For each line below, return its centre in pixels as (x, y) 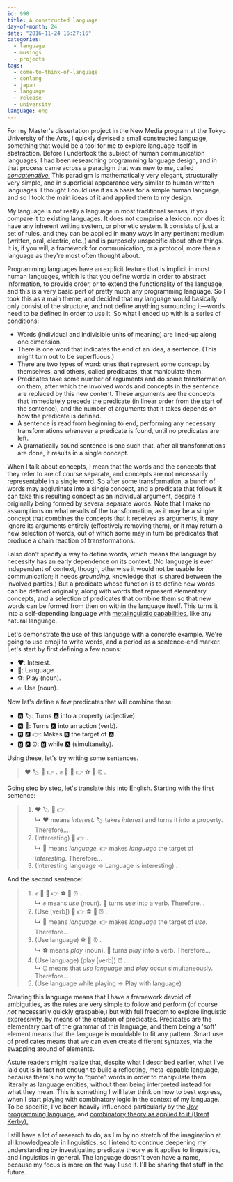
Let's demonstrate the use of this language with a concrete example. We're (115, 634)
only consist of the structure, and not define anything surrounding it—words (116, 306)
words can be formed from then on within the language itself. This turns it (112, 606)
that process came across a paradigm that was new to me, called (101, 167)
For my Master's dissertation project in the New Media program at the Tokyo (116, 130)
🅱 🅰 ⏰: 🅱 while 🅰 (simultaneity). (65, 744)
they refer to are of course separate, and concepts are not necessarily (108, 473)
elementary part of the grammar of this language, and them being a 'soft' (112, 1026)
